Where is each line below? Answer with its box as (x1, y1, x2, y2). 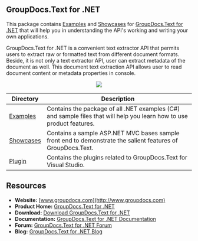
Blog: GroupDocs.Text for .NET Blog (14, 227, 103, 235)
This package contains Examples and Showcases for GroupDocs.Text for (6, 20, 183, 27)
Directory (11, 95, 39, 103)
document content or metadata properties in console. (6, 69, 136, 76)
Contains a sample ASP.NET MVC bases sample (47, 129, 180, 137)
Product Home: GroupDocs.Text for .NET (14, 203, 115, 210)
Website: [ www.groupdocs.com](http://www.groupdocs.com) (14, 196, 166, 203)
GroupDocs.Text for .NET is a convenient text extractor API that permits (6, 44, 180, 51)
